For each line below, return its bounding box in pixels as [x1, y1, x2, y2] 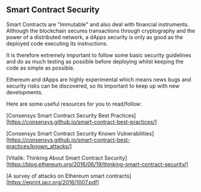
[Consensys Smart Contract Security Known [6, 130, 116, 137]
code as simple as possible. [6, 64, 75, 71]
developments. [6, 88, 43, 95]
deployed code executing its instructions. [6, 40, 108, 47]
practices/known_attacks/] [6, 142, 72, 149]
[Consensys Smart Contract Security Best [6, 112, 110, 119]
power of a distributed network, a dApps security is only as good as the [6, 33, 183, 41]
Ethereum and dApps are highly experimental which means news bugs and [6, 76, 191, 83]
